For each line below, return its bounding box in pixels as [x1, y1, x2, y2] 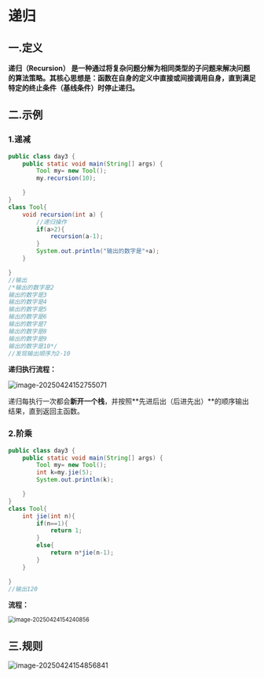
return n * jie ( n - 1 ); [49, 549, 114, 557]
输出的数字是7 [8, 320, 47, 328]
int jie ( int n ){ [22, 512, 76, 520]
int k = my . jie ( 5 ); [36, 468, 93, 477]
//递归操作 [36, 218, 68, 225]
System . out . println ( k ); [36, 476, 114, 484]
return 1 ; [49, 527, 82, 535]
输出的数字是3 [8, 291, 47, 299]
